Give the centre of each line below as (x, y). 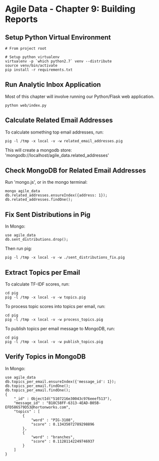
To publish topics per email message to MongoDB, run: (60, 329)
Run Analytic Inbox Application (53, 85)
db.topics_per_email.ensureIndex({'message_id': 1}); (61, 382)
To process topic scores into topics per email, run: (55, 307)
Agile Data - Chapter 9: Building (70, 9)
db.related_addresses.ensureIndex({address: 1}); (56, 195)
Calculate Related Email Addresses (59, 120)
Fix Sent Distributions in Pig (48, 215)
